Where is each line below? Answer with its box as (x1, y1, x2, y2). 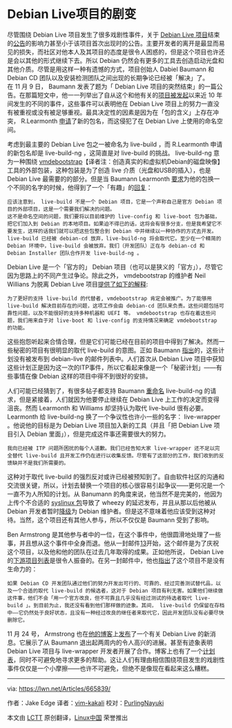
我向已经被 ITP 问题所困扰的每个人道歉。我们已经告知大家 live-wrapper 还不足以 (7, 445, 215, 452)
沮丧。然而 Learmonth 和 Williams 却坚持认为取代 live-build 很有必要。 (7, 403, 208, 412)
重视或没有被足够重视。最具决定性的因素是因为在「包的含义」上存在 (19, 108, 213, 116)
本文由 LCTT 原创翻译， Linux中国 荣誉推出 (7, 713, 128, 722)
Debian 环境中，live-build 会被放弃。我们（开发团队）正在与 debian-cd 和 (7, 242, 205, 249)
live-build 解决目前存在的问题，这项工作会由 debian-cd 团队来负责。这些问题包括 (7, 302, 220, 309)
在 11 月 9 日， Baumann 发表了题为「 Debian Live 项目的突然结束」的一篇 (7, 82, 217, 90)
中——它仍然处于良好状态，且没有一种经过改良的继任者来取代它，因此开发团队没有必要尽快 (7, 609, 224, 616)
